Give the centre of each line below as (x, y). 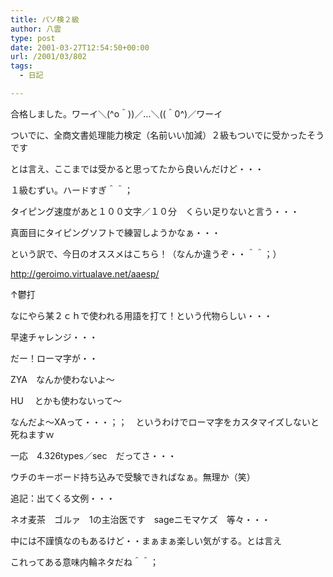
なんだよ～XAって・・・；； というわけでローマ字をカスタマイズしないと (165, 422)
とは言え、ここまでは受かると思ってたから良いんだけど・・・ (137, 168)
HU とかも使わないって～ (66, 400)
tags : (21, 66)
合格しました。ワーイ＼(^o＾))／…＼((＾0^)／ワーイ (116, 113)
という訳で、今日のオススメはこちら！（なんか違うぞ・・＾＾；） (146, 253)
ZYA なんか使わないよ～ (62, 379)
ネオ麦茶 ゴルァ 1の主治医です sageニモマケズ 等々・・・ (140, 519)
